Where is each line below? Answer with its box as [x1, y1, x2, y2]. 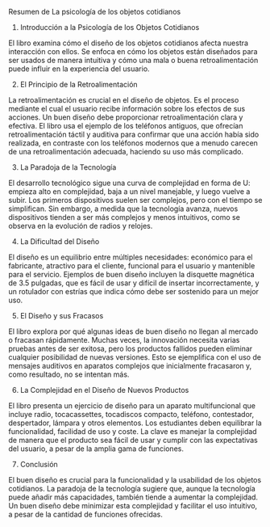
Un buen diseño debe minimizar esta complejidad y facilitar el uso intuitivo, [8, 501, 258, 510]
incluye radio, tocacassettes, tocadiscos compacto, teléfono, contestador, [8, 410, 255, 419]
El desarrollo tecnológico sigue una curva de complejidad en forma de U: [8, 178, 251, 188]
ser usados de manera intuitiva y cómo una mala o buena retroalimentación [8, 56, 259, 65]
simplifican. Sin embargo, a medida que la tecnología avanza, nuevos [8, 204, 239, 213]
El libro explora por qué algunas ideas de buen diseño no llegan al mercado [8, 327, 259, 336]
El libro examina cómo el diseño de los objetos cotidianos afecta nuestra [8, 38, 248, 48]
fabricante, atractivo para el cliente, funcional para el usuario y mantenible [8, 261, 255, 270]
